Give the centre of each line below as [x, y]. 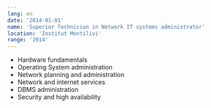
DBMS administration [48, 90]
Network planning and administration [71, 75]
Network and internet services [61, 82]
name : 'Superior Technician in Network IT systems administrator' [106, 27]
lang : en [20, 14]
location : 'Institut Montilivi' [54, 33]
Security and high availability [59, 97]
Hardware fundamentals [52, 60]
